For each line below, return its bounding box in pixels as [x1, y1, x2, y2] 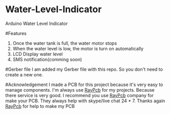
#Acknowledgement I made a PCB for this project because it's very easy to [5, 81, 163, 88]
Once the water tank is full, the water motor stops [12, 40, 117, 46]
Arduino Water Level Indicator [5, 20, 68, 26]
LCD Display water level [12, 51, 63, 57]
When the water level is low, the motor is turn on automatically [12, 45, 144, 51]
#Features [5, 30, 27, 36]
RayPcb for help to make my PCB [5, 103, 75, 109]
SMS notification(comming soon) [12, 56, 82, 62]
